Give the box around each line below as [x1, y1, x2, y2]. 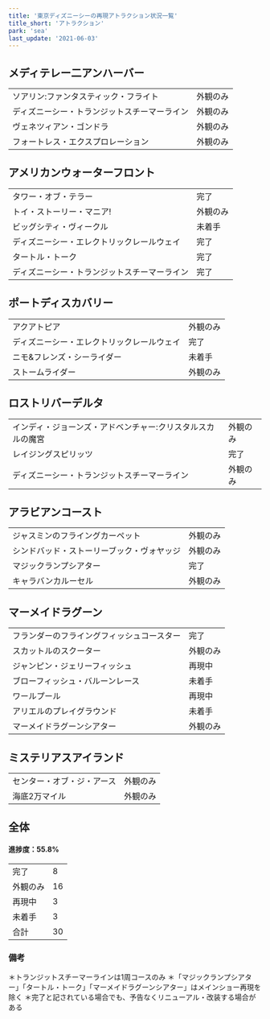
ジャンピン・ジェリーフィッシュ [12, 661, 133, 672]
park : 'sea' [8, 27, 48, 35]
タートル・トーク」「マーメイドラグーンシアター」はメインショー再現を [25, 982, 261, 992]
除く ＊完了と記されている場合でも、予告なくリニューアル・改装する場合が [8, 992, 256, 1002]
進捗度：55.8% [8, 844, 59, 854]
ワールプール [12, 691, 62, 702]
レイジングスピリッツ [12, 448, 94, 460]
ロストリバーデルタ [8, 396, 104, 410]
